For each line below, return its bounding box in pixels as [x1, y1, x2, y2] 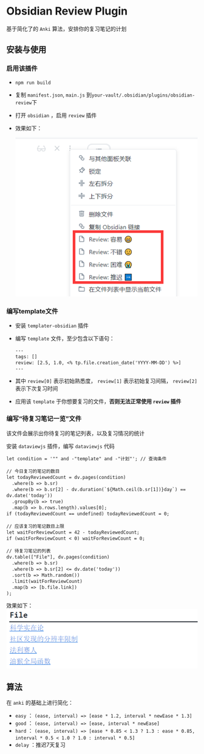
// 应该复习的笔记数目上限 [6, 523, 65, 529]
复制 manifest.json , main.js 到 [15, 91, 92, 98]
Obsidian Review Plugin [6, 4, 128, 18]
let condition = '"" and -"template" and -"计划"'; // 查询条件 [6, 455, 167, 462]
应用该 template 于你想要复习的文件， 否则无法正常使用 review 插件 [15, 398, 182, 405]
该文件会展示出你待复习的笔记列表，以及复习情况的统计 [6, 429, 144, 436]
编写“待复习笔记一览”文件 [6, 415, 82, 423]
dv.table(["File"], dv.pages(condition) [6, 554, 110, 560]
